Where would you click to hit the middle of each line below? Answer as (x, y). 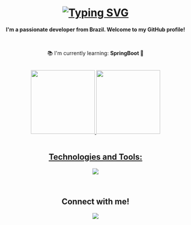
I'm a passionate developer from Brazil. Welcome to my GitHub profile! (95, 29)
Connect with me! (95, 202)
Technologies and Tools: (95, 157)
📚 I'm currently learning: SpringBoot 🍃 (95, 53)
